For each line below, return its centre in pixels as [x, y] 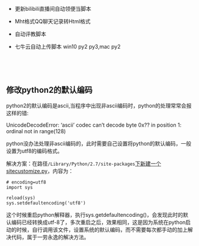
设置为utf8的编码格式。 [35, 151]
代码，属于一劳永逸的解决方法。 [50, 237]
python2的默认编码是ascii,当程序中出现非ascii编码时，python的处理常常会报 [99, 105]
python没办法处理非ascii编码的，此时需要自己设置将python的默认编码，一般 [99, 143]
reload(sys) [21, 198]
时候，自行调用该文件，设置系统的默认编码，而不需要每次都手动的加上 [102, 229]
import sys [20, 187]
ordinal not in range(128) [36, 131]
